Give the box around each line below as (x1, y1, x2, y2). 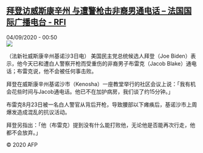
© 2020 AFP (6, 141, 38, 148)
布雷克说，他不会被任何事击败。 (16, 67, 97, 75)
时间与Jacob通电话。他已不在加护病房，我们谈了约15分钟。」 (22, 87, 174, 95)
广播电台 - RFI (14, 17, 66, 27)
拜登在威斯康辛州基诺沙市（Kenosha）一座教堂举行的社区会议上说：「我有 (6, 80, 191, 87)
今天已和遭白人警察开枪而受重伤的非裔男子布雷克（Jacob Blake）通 (22, 59, 191, 67)
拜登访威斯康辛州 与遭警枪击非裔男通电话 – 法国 (6, 5, 184, 16)
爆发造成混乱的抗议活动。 (6, 108, 71, 115)
